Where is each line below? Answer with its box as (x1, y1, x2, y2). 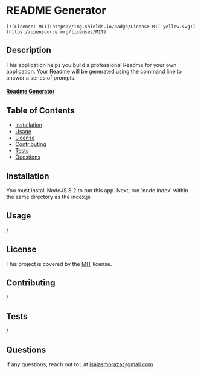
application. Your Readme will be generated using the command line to (6, 68, 182, 75)
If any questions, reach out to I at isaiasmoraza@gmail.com (6, 361, 153, 368)
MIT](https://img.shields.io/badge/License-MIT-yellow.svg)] (38, 24, 196, 30)
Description (6, 45, 51, 55)
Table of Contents (6, 105, 75, 115)
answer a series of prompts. (6, 74, 76, 81)
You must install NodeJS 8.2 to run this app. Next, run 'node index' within (6, 186, 188, 194)
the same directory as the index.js (6, 193, 91, 200)
